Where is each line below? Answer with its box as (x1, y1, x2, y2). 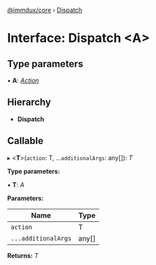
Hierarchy (7, 97, 52, 109)
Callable (7, 135, 44, 147)
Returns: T (7, 251, 39, 259)
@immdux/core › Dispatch (7, 6, 83, 14)
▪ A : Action (7, 77, 40, 84)
